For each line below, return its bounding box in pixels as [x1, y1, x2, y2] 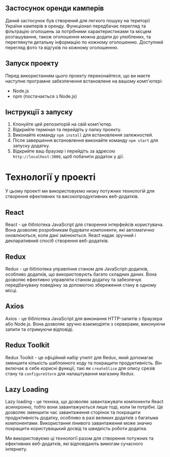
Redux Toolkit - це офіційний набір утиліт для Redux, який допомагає [5, 354, 154, 360]
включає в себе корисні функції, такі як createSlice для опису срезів [5, 365, 155, 371]
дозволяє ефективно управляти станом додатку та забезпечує [5, 277, 142, 283]
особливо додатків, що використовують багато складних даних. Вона [5, 271, 157, 277]
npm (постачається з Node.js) [12, 93, 77, 99]
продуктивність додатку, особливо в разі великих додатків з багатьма [5, 415, 158, 421]
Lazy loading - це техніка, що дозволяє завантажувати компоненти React [5, 399, 164, 405]
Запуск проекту [5, 59, 59, 68]
